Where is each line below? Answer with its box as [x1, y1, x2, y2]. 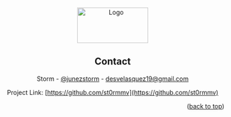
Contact [94, 55, 131, 67]
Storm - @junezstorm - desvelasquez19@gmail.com [36, 74, 189, 83]
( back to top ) [186, 101, 225, 110]
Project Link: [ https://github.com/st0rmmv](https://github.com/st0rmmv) [6, 88, 219, 96]
